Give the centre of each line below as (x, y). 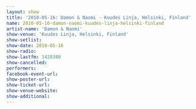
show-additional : (28, 96)
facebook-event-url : (32, 74)
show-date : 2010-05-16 (35, 46)
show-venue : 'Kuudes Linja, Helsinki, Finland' (68, 35)
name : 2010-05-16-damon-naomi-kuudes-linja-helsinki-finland (85, 23)
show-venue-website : (32, 91)
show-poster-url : (28, 79)
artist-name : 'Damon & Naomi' (45, 29)
